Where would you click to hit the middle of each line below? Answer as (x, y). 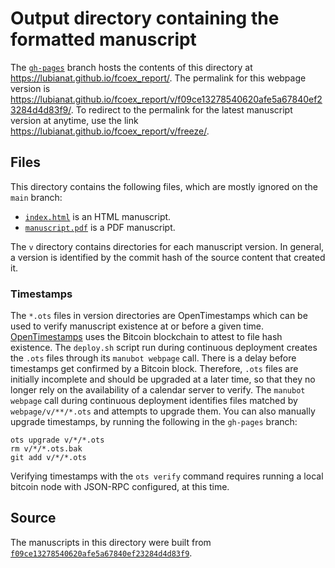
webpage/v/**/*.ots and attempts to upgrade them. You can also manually (163, 411)
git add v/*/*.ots (48, 458)
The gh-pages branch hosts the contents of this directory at (131, 67)
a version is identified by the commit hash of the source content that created (168, 257)
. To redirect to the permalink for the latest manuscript (181, 109)
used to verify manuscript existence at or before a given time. (137, 326)
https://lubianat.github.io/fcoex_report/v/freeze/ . (110, 131)
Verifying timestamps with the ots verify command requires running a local (167, 476)
